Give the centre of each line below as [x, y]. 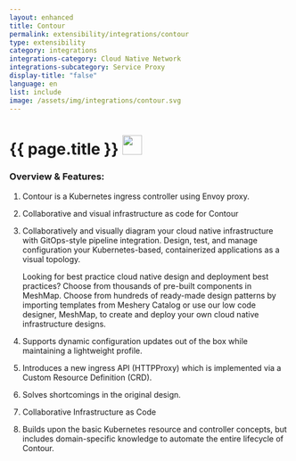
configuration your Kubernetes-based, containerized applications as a [151, 250]
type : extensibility [48, 42]
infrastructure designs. [64, 324]
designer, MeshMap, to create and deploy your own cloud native [140, 314]
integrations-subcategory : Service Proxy [87, 68]
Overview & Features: [57, 177]
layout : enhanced [41, 17]
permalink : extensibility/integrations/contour [99, 34]
